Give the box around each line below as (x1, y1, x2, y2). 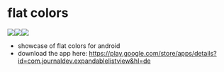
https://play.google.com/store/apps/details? (89, 49, 218, 57)
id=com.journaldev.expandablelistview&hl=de (17, 56, 151, 65)
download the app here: (17, 49, 88, 57)
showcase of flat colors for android (17, 41, 121, 50)
